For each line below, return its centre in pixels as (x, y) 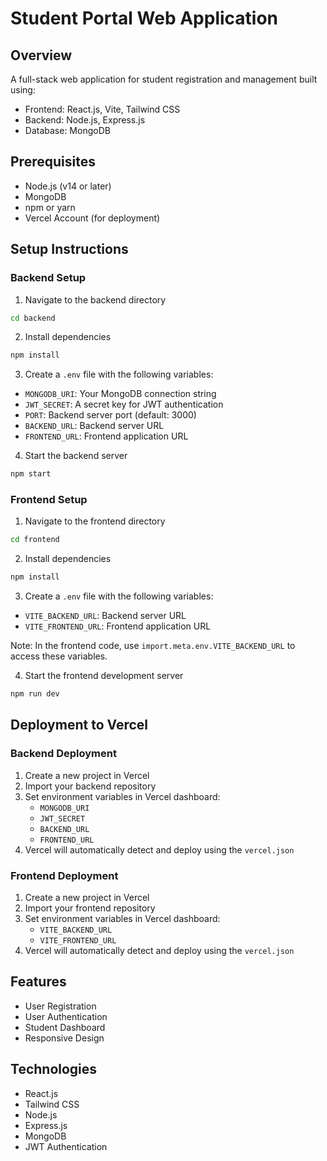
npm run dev (35, 694)
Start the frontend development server (104, 676)
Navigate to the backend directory (95, 299)
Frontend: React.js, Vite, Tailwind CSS (102, 109)
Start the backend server (76, 456)
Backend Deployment (63, 754)
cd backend (33, 318)
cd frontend (35, 540)
